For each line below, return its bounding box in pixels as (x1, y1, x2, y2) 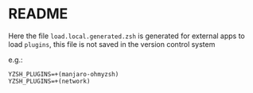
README (8, 5, 68, 23)
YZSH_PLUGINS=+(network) (8, 77, 91, 85)
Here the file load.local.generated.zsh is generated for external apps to (8, 31, 245, 41)
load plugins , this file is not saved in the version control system (8, 39, 216, 48)
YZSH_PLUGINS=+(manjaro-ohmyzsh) (8, 70, 119, 78)
